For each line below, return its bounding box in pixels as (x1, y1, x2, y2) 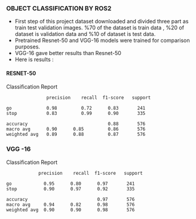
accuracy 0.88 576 (6, 121, 146, 127)
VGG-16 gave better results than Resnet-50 (14, 50, 121, 57)
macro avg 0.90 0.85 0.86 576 (6, 126, 146, 132)
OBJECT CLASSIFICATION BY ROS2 (6, 4, 112, 13)
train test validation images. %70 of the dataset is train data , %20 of (14, 24, 184, 31)
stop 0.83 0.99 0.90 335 (6, 110, 146, 116)
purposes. (14, 43, 41, 50)
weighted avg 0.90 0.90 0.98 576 (6, 206, 135, 213)
